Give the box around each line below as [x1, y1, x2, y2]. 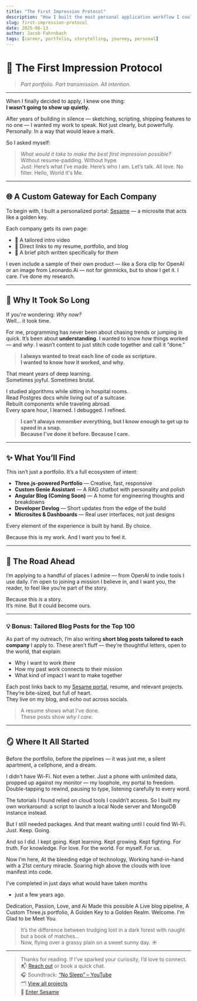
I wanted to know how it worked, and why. [20, 359, 125, 366]
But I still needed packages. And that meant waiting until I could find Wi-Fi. [6, 821, 186, 828]
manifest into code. [6, 868, 53, 876]
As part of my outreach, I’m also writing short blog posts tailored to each [6, 635, 184, 642]
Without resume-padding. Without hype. [20, 156, 118, 163]
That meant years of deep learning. [6, 370, 91, 377]
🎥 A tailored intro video [14, 236, 70, 243]
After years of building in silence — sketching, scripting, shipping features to [6, 115, 191, 122]
